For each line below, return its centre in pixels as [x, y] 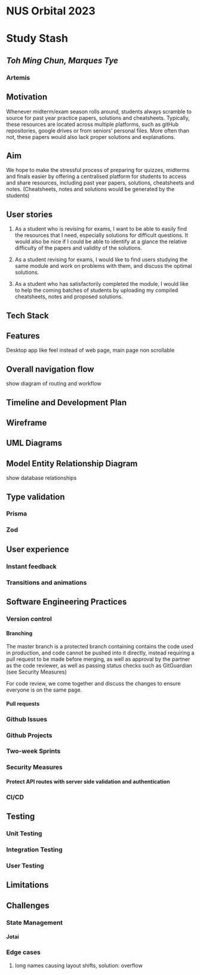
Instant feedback [31, 566]
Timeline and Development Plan [67, 402]
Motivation [27, 97]
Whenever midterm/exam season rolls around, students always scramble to [99, 111]
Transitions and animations [47, 582]
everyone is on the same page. [44, 690]
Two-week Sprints [33, 751]
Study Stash [37, 39]
